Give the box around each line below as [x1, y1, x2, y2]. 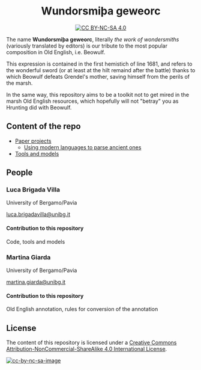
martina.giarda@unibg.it [6, 278, 66, 285]
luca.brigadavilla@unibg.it [6, 211, 71, 218]
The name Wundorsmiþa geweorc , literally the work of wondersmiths [6, 35, 179, 43]
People [6, 167, 33, 178]
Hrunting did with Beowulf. [6, 103, 72, 111]
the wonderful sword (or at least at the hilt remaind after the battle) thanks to [6, 66, 196, 73]
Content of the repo [6, 122, 81, 132]
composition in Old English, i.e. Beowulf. [6, 48, 106, 55]
